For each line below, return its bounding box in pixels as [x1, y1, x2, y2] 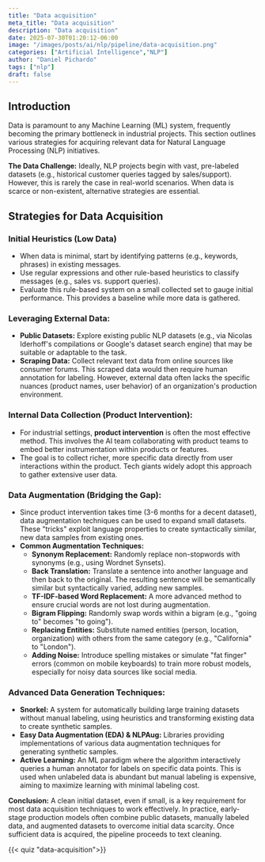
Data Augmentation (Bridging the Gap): [8, 489, 162, 500]
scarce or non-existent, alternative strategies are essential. [8, 187, 200, 196]
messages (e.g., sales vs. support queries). [19, 276, 161, 286]
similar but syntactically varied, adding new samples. [31, 583, 204, 593]
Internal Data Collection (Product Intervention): [8, 409, 193, 420]
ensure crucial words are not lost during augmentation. [31, 600, 211, 609]
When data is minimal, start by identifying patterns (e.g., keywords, [19, 251, 239, 261]
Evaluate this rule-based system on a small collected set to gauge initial [19, 285, 253, 294]
